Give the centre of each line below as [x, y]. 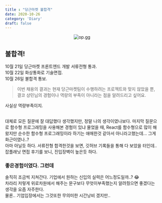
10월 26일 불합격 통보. [26, 79]
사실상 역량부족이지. [24, 106]
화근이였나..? [17, 139]
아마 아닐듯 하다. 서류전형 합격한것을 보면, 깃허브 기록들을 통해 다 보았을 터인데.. [81, 146]
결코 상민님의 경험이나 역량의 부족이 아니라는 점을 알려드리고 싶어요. [81, 95]
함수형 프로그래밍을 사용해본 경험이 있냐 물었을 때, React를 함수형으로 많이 [81, 127]
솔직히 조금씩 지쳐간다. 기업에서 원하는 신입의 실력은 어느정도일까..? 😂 [72, 177]
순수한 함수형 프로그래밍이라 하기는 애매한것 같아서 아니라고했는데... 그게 [87, 134]
